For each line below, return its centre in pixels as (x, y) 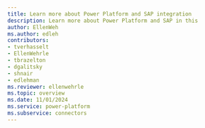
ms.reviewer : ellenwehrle (45, 87)
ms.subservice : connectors (47, 113)
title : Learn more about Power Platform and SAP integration (100, 14)
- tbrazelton (27, 60)
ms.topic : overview (36, 93)
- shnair (20, 73)
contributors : (28, 41)
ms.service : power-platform (49, 107)
